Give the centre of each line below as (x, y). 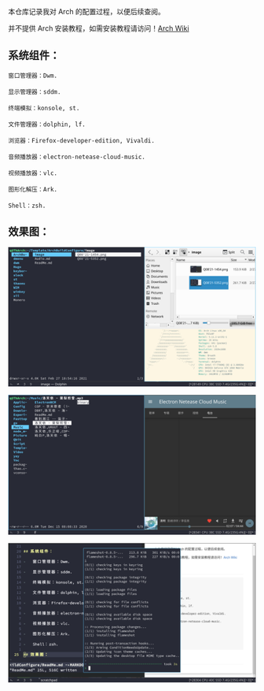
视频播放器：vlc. (33, 173)
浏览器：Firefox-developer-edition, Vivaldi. (82, 140)
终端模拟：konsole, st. (44, 108)
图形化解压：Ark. (33, 189)
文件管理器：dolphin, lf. (47, 124)
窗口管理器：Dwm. (33, 76)
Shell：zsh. (27, 206)
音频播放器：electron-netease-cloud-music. (77, 157)
